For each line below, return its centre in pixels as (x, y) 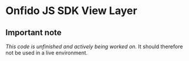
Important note (34, 33)
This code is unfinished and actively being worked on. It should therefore (94, 46)
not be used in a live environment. (47, 53)
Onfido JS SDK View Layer (72, 11)
